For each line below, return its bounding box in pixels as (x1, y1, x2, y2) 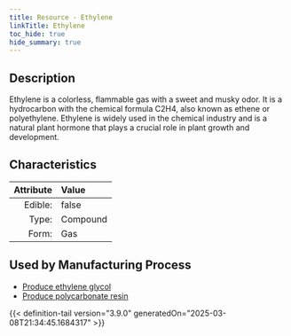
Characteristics (9, 157, 98, 173)
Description (9, 70, 75, 85)
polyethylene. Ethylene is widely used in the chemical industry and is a (9, 113, 268, 124)
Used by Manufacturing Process (9, 258, 193, 273)
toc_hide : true (9, 29, 66, 38)
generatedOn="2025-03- (133, 308, 227, 318)
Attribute (13, 184, 53, 196)
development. (9, 132, 59, 143)
